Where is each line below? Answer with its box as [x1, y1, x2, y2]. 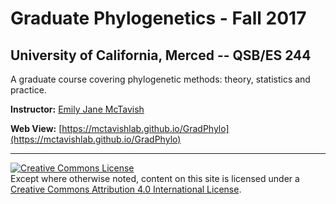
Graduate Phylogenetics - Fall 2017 [10, 7, 307, 30]
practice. [10, 84, 47, 96]
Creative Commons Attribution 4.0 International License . [10, 183, 242, 195]
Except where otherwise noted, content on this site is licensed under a [10, 173, 300, 184]
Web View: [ [10, 123, 63, 134]
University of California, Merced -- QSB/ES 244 [10, 47, 312, 64]
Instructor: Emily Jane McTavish [10, 103, 145, 115]
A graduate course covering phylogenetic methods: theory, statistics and [10, 73, 311, 85]
